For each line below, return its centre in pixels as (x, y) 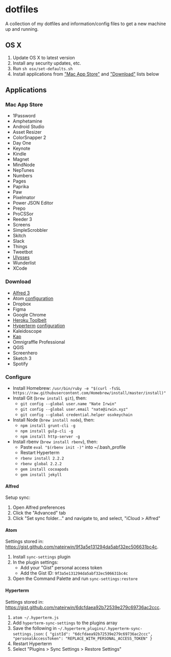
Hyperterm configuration (39, 325)
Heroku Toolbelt (30, 320)
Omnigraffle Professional (39, 342)
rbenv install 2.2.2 (42, 459)
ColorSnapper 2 (29, 137)
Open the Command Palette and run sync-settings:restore (75, 579)
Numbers (22, 176)
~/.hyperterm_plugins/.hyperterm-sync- (100, 629)
